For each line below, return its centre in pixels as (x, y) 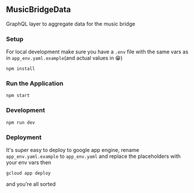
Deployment (24, 137)
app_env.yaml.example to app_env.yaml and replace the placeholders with (93, 156)
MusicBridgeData (39, 10)
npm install (20, 69)
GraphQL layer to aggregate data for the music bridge (71, 23)
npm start (18, 96)
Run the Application (35, 83)
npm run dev (20, 123)
